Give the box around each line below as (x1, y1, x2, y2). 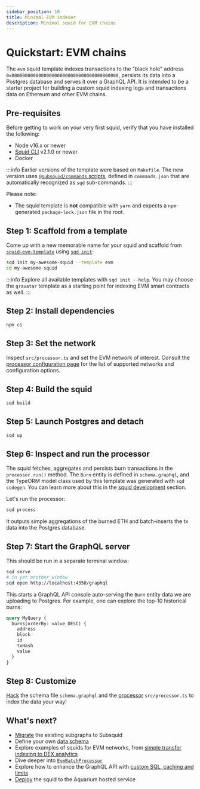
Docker (14, 155, 33, 162)
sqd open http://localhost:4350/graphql (6, 580, 109, 586)
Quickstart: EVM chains (6, 45, 127, 59)
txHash (17, 643, 33, 649)
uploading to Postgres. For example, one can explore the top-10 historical (6, 597, 187, 604)
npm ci (6, 322, 23, 328)
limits (14, 769, 29, 777)
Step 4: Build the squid (6, 384, 93, 395)
